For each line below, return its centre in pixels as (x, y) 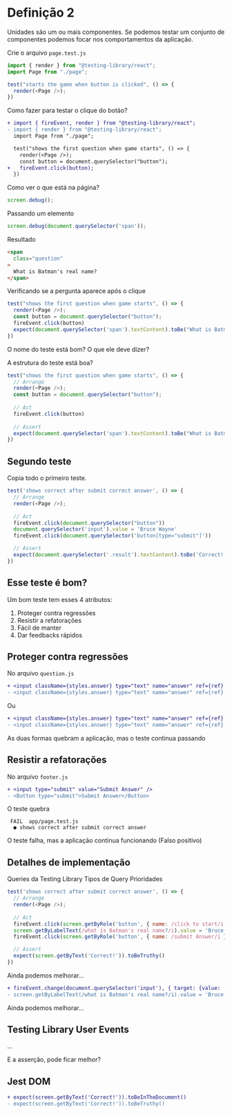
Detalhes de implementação (69, 862)
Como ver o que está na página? (54, 188)
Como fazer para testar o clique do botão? (67, 110)
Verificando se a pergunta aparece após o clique (77, 291)
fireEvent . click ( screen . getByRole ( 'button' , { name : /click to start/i (119, 924)
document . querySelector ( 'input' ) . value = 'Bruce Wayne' (95, 529)
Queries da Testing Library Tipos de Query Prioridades (85, 879)
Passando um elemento (41, 213)
